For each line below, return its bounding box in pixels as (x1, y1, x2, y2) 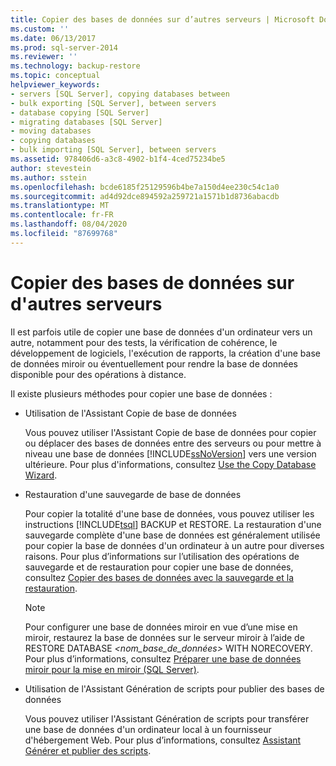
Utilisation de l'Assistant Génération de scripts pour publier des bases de (24, 682, 325, 695)
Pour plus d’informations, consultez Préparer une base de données (24, 652, 302, 665)
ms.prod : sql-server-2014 (10, 42, 118, 53)
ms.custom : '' (10, 24, 70, 34)
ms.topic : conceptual (10, 71, 101, 81)
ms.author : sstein (10, 172, 87, 183)
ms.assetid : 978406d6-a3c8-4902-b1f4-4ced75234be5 (10, 154, 226, 164)
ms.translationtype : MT (10, 201, 110, 211)
